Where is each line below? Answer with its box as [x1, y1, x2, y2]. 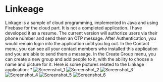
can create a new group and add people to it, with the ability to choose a [5, 56, 153, 62]
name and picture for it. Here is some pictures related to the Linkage [5, 61, 145, 67]
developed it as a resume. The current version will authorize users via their [5, 30, 158, 36]
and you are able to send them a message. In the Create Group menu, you [5, 51, 156, 57]
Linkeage [5, 3, 44, 15]
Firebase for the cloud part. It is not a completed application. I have [5, 25, 142, 30]
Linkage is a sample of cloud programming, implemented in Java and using [5, 20, 159, 26]
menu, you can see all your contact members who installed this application [5, 46, 158, 52]
